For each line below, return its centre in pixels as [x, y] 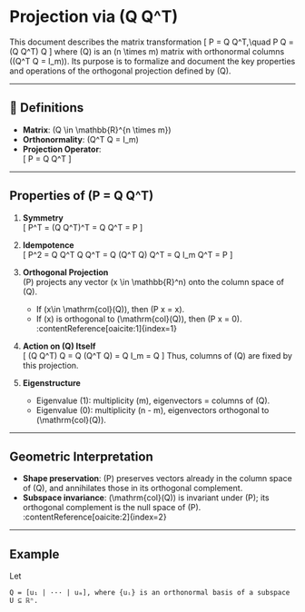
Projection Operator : [62, 149]
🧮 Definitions [47, 108]
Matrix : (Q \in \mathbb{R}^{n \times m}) [97, 130]
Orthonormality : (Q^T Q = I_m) [80, 139]
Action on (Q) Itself [59, 346]
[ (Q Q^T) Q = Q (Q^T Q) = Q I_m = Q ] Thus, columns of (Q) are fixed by [157, 355]
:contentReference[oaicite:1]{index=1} [106, 328]
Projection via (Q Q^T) [94, 17]
